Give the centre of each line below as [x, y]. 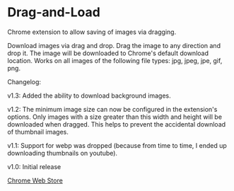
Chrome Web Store [35, 180]
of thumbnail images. [38, 132]
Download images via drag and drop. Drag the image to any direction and [114, 45]
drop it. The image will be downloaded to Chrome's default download [108, 53]
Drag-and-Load [54, 12]
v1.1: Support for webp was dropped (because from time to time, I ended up [117, 145]
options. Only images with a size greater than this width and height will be [115, 117]
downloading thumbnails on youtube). [63, 153]
